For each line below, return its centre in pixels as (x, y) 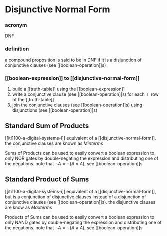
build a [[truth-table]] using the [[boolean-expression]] (68, 89)
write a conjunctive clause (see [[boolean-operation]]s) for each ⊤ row (85, 94)
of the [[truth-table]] (33, 100)
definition (17, 49)
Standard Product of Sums (47, 180)
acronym (16, 25)
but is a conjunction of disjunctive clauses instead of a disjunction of (76, 197)
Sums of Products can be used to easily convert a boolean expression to (80, 153)
